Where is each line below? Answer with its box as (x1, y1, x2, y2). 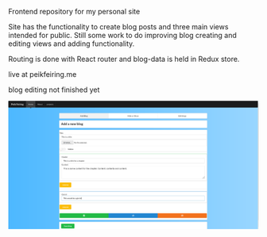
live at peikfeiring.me (8, 70, 77, 78)
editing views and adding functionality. (8, 39, 135, 48)
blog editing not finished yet (8, 85, 100, 94)
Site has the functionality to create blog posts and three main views (8, 22, 229, 31)
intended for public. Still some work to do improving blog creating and (8, 31, 237, 40)
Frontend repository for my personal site (8, 7, 141, 16)
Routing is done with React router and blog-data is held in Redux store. (8, 55, 240, 63)
